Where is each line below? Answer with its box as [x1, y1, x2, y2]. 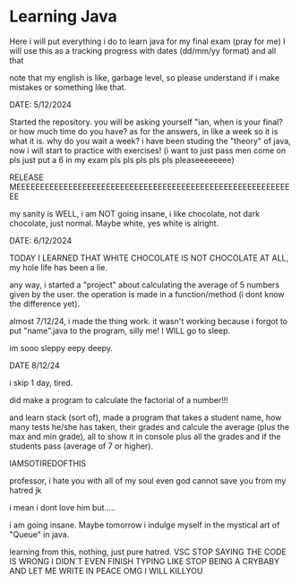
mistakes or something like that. [9, 81, 127, 92]
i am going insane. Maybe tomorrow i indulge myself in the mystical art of [9, 519, 280, 530]
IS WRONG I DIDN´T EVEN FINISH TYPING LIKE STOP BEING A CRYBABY [9, 555, 280, 566]
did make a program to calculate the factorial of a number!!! [9, 394, 228, 405]
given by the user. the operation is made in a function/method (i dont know [9, 288, 285, 299]
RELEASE [9, 172, 44, 183]
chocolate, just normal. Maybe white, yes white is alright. [9, 218, 219, 228]
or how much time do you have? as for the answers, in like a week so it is [9, 125, 279, 136]
